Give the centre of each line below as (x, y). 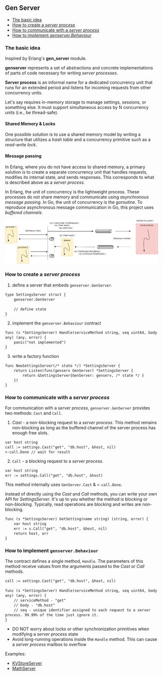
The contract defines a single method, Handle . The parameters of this (74, 561)
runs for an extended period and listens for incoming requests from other (78, 88)
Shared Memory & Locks (30, 124)
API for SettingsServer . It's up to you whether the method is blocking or (76, 499)
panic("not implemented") (40, 342)
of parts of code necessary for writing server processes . (62, 73)
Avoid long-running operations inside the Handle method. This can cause (85, 640)
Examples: (15, 654)
